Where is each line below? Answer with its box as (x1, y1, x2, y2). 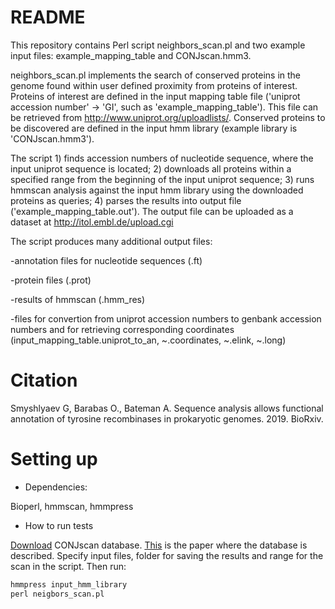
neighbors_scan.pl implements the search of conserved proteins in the (10, 69, 302, 81)
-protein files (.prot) (10, 274, 92, 286)
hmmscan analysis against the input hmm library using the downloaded (10, 184, 304, 196)
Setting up (10, 448, 98, 471)
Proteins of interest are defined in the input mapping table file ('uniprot (10, 90, 301, 102)
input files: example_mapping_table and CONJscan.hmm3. (10, 49, 252, 61)
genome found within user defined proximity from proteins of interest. (10, 79, 298, 91)
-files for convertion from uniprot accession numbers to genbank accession (10, 312, 322, 325)
